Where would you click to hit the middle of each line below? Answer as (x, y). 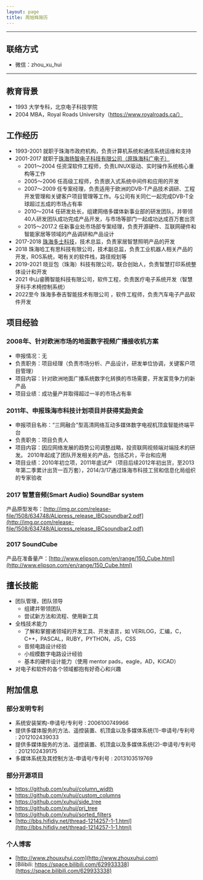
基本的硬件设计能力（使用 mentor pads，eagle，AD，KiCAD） (101, 662)
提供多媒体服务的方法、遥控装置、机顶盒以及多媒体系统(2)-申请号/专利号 (105, 744)
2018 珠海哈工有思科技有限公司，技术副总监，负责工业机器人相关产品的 (104, 249)
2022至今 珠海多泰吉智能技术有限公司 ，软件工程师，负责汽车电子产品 (102, 294)
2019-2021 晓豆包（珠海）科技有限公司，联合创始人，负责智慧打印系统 (103, 264)
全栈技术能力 (31, 624)
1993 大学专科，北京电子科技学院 (56, 107)
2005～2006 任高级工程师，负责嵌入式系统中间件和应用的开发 (101, 181)
